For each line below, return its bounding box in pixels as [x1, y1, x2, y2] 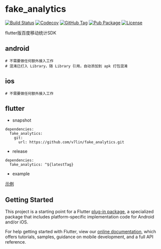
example [12, 171, 30, 177]
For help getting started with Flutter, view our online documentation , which [5, 229, 157, 235]
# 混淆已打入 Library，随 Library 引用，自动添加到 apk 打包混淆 [5, 63, 128, 68]
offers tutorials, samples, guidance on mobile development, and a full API [5, 234, 154, 240]
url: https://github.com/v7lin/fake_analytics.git [18, 140, 125, 145]
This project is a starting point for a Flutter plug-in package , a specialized [5, 209, 154, 215]
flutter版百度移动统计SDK [5, 30, 57, 35]
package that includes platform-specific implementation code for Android [5, 214, 154, 220]
